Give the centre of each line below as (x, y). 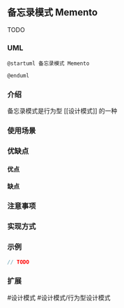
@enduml (18, 76)
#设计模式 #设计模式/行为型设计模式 (59, 298)
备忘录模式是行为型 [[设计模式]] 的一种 (62, 111)
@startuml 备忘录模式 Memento (48, 64)
